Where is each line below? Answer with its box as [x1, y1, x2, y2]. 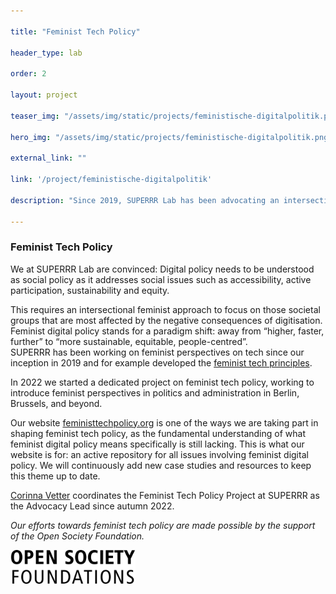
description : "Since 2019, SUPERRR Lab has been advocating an [10, 195, 280, 205]
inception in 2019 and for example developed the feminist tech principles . [10, 356, 313, 369]
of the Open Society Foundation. [10, 530, 145, 542]
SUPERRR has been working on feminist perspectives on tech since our [10, 346, 305, 358]
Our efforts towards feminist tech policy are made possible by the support [10, 519, 316, 531]
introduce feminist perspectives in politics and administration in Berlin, [10, 386, 300, 399]
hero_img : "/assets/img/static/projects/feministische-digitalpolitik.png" [10, 132, 333, 142]
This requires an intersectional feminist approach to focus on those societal [10, 303, 321, 315]
